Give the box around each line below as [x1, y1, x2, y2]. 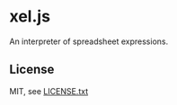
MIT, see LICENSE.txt [9, 85, 88, 96]
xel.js [9, 6, 51, 27]
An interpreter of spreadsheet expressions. [9, 36, 169, 47]
